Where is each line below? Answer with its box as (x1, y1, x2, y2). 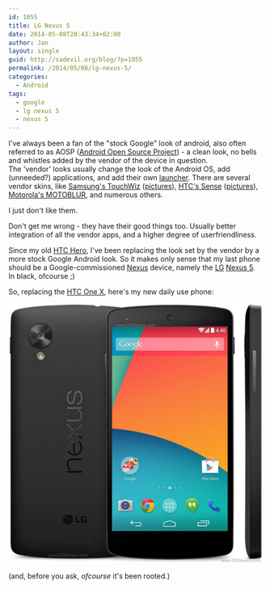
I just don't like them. (8, 206, 78, 216)
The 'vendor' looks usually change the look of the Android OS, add (8, 164, 230, 174)
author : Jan (8, 39, 49, 47)
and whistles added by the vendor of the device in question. (8, 156, 209, 166)
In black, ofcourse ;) (8, 271, 75, 281)
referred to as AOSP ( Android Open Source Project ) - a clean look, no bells (8, 147, 257, 157)
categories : (8, 73, 49, 81)
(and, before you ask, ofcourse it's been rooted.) (8, 570, 171, 581)
